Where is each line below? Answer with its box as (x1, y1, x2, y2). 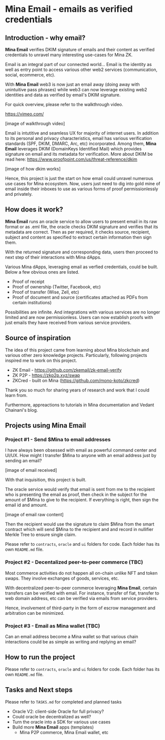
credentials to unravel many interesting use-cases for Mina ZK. (5, 52, 133, 58)
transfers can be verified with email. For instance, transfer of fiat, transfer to (5, 590, 159, 596)
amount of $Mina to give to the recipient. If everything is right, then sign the (5, 497, 159, 503)
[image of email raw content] (5, 512, 64, 518)
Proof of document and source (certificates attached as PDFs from (12, 294, 148, 300)
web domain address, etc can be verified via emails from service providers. (5, 595, 158, 601)
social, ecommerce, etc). (5, 72, 56, 77)
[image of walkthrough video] (5, 121, 65, 126)
